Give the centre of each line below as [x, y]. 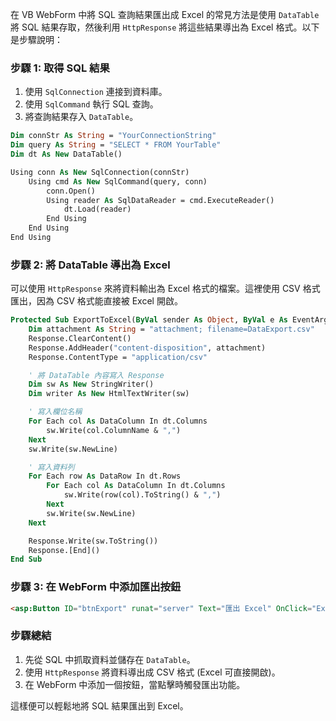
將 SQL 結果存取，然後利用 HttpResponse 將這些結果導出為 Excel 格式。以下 [165, 27]
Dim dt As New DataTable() [66, 154]
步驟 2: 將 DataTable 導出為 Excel [90, 265]
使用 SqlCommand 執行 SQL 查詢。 [91, 104]
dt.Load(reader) [97, 209]
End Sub [26, 559]
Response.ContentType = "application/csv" [118, 357]
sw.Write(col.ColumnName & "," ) [114, 430]
